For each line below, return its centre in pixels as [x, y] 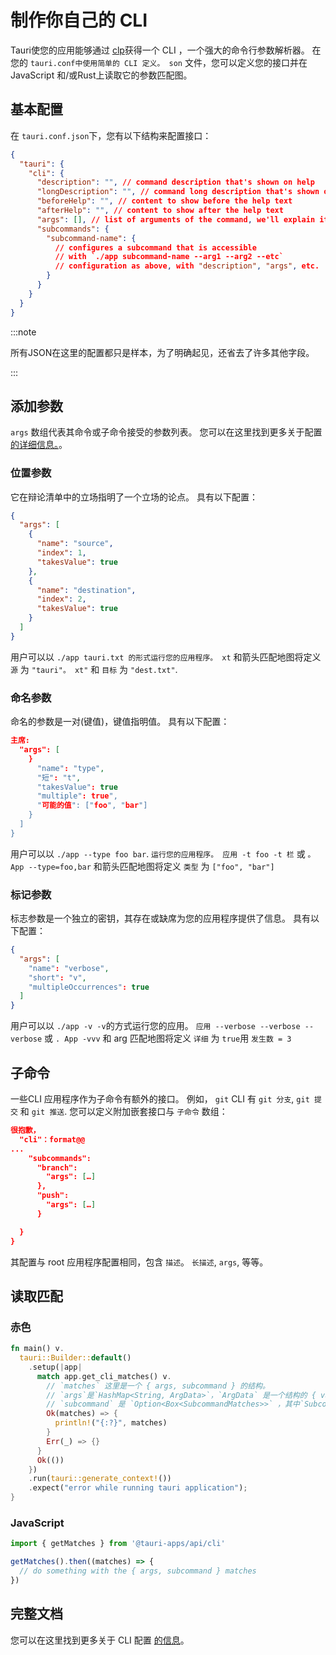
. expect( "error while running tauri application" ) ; [138, 1488]
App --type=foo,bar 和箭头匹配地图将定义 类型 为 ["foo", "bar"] [142, 866]
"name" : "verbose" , [69, 968]
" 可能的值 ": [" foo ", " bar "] [92, 806]
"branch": [57, 1167]
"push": [53, 1196]
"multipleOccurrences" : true [89, 987]
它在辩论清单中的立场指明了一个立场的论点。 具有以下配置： [134, 497]
